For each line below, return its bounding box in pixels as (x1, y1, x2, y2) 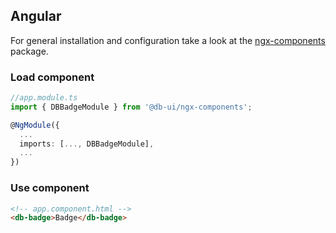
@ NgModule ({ (10, 120, 60, 130)
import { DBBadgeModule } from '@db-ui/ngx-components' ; (10, 102, 253, 112)
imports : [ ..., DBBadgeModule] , (19, 139, 155, 149)
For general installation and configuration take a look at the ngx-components (10, 34, 326, 46)
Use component (10, 181, 90, 195)
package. (10, 45, 49, 57)
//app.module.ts (10, 93, 78, 103)
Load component (10, 70, 95, 84)
